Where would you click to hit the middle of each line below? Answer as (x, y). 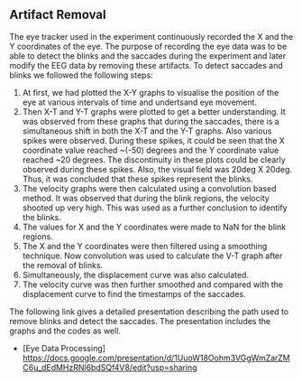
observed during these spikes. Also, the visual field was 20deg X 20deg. (157, 169)
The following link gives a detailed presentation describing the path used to (149, 312)
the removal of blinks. (63, 265)
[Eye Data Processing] (64, 348)
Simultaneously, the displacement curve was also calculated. (136, 275)
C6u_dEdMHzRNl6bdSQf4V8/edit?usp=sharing (110, 367)
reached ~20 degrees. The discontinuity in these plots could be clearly (154, 159)
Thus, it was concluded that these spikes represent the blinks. (137, 179)
